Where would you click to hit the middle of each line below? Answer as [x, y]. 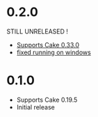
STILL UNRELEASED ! [38, 31]
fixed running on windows [54, 52]
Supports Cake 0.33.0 [48, 45]
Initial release [35, 107]
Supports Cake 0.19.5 [47, 100]
